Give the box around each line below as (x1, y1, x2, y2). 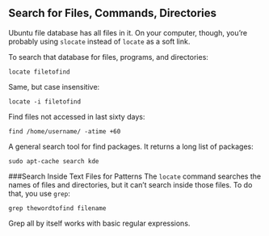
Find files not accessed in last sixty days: (8, 112, 145, 121)
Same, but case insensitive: (8, 82, 100, 91)
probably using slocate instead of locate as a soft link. (8, 36, 191, 46)
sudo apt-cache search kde (8, 157, 99, 165)
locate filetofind (8, 68, 70, 76)
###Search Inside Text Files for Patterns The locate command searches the (8, 171, 261, 181)
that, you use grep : (8, 188, 70, 198)
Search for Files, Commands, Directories (8, 6, 216, 20)
